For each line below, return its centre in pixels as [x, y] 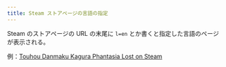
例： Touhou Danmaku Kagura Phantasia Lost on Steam [85, 56]
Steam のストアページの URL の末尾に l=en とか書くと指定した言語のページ [113, 33]
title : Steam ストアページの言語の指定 [58, 13]
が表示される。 [28, 42]
